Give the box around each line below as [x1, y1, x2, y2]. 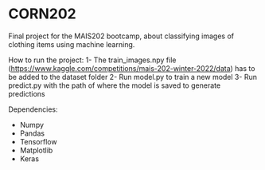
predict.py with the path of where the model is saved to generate [8, 81, 221, 90]
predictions [8, 89, 45, 98]
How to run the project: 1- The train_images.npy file [8, 55, 177, 65]
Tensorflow [19, 136, 57, 146]
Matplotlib [19, 145, 53, 155]
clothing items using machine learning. [8, 39, 135, 49]
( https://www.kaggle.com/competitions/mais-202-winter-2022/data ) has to [8, 63, 255, 73]
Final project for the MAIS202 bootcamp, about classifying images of [8, 31, 235, 41]
